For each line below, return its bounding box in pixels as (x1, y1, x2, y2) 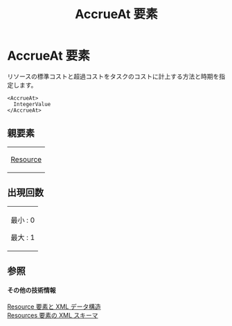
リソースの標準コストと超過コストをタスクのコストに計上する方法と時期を (7, 72, 220, 80)
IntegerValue (13, 101, 51, 108)
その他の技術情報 (7, 286, 56, 294)
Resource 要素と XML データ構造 (7, 302, 102, 311)
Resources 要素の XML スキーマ (7, 311, 98, 320)
